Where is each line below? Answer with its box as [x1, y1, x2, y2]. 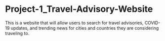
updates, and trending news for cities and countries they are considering [10, 25, 159, 31]
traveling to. [5, 30, 30, 36]
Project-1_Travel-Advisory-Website [5, 3, 153, 15]
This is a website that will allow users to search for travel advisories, [5, 20, 144, 26]
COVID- [144, 20, 161, 26]
